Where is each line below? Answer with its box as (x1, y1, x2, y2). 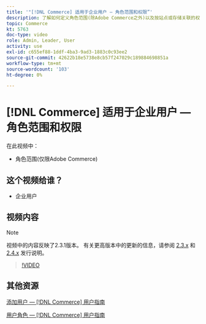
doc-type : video (6, 32, 48, 38)
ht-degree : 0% (6, 72, 43, 78)
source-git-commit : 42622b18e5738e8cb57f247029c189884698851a (6, 55, 169, 61)
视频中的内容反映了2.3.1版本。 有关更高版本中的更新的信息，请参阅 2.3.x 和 (6, 241, 196, 249)
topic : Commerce (6, 20, 48, 26)
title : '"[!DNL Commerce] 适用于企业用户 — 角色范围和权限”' (6, 9, 153, 15)
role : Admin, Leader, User (6, 37, 75, 44)
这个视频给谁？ (6, 175, 63, 185)
